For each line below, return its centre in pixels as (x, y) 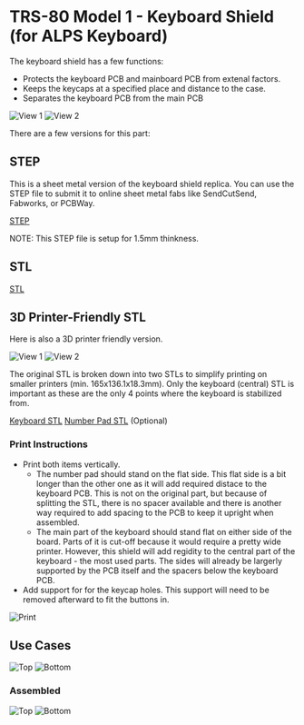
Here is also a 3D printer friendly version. (86, 339)
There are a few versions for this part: (80, 133)
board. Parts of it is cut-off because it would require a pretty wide (158, 541)
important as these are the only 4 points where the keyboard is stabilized (146, 393)
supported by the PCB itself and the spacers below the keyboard (157, 571)
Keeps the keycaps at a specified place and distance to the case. (144, 88)
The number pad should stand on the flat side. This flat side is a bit (161, 473)
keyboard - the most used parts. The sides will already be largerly (159, 561)
